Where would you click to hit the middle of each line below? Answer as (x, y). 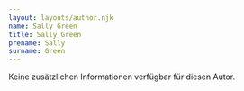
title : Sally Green (45, 34)
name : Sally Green (43, 26)
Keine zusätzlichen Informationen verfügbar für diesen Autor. (122, 77)
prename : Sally (37, 43)
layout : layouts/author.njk (61, 18)
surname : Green (37, 51)
